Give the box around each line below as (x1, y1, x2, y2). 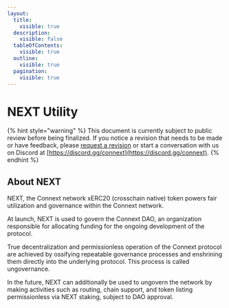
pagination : (13, 68, 48, 74)
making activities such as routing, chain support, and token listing (7, 285, 193, 294)
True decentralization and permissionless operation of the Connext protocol (7, 243, 222, 251)
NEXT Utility (7, 104, 78, 119)
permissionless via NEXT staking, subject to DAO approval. (7, 293, 174, 301)
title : (13, 17, 32, 23)
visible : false (19, 36, 63, 43)
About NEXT (7, 176, 61, 187)
